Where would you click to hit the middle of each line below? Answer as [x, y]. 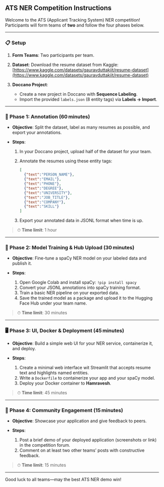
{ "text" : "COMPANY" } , [45, 202]
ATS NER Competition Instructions [58, 8]
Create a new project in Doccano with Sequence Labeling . [78, 94]
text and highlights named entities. [54, 373]
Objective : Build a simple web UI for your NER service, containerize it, [82, 343]
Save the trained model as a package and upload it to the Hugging [86, 298]
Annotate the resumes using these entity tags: [66, 161]
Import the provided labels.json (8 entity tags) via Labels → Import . [88, 100]
